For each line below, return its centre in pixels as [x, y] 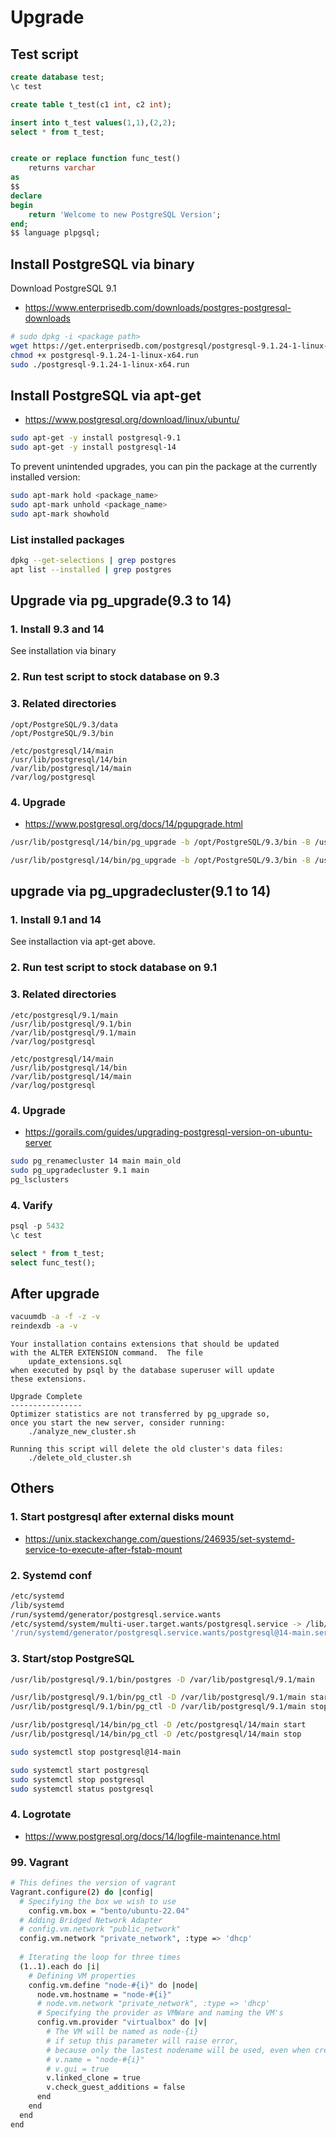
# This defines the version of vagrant [93, 1883]
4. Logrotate [41, 1814]
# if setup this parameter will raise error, [143, 2041]
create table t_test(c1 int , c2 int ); [91, 104]
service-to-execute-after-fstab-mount [103, 1549]
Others [32, 1488]
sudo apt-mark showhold [60, 514]
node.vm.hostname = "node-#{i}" [104, 1994]
